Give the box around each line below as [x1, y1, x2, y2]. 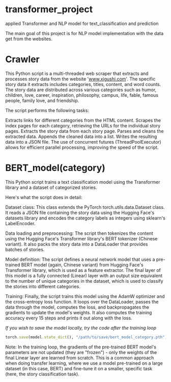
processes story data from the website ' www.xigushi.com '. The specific [5, 75, 156, 82]
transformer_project [5, 4, 93, 15]
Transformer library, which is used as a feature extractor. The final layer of [5, 267, 161, 273]
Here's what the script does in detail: [5, 194, 82, 200]
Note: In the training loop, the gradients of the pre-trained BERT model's [5, 344, 157, 350]
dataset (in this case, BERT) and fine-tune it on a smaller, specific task [5, 365, 153, 371]
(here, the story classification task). [5, 371, 80, 377]
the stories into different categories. [5, 283, 80, 289]
